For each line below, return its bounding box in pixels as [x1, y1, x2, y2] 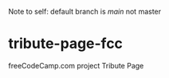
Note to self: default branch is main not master [8, 7, 162, 16]
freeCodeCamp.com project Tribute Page [8, 60, 144, 70]
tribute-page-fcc [8, 35, 124, 53]
